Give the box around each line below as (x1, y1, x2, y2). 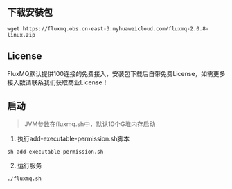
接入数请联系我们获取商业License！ (7, 78, 109, 87)
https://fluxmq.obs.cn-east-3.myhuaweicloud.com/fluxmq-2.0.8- (22, 25, 209, 33)
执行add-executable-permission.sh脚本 (17, 134, 130, 143)
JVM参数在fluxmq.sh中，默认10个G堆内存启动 (24, 120, 156, 128)
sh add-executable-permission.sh (7, 148, 104, 156)
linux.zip (7, 31, 36, 38)
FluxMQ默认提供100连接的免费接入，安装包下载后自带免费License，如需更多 (7, 69, 226, 78)
